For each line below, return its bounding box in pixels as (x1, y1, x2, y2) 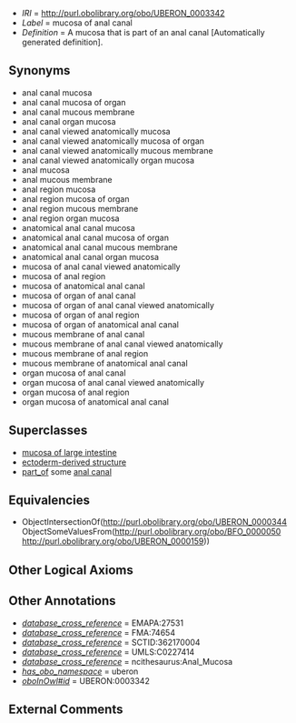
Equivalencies (8, 493, 90, 508)
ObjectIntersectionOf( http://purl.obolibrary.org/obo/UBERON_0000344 (21, 517, 288, 527)
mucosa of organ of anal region (21, 309, 140, 320)
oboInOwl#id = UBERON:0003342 (21, 675, 151, 686)
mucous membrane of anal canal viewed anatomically (21, 338, 223, 349)
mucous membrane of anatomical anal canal (21, 357, 188, 368)
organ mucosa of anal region (21, 387, 130, 397)
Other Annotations (8, 593, 116, 608)
